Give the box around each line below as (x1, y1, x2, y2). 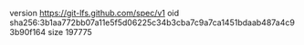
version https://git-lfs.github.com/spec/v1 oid (9, 8, 180, 18)
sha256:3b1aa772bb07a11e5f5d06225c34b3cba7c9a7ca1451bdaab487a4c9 (9, 17, 295, 28)
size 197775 (47, 27, 93, 37)
